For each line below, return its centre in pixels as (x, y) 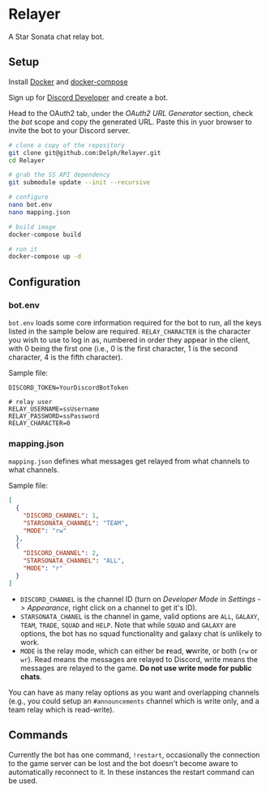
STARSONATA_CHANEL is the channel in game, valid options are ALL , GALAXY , (140, 616)
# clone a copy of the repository (67, 145)
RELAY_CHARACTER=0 (39, 423)
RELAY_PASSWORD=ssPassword (54, 416)
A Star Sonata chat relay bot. (56, 37)
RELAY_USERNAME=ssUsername (54, 409)
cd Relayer (27, 160)
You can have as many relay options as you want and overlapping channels (134, 692)
